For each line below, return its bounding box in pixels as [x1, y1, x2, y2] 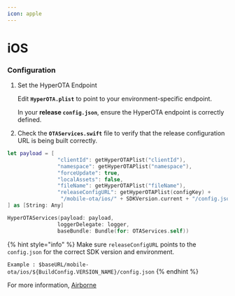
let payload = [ [7, 150, 55, 157]
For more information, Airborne [7, 281, 97, 289]
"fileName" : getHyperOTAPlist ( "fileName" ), [57, 182, 187, 189]
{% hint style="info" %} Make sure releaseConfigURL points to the [7, 240, 197, 249]
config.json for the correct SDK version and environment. [7, 247, 175, 256]
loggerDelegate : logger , [57, 221, 130, 228]
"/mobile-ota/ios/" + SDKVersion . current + [60, 195, 190, 202]
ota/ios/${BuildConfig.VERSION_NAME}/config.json [7, 268, 155, 276]
